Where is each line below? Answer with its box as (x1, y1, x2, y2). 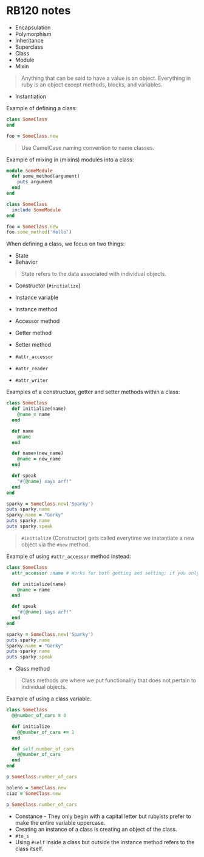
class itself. (15, 845, 44, 852)
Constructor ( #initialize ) (15, 282, 81, 289)
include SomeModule (12, 206, 61, 213)
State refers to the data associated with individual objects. (21, 270, 167, 278)
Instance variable (15, 294, 59, 302)
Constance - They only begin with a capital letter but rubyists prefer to (15, 813, 191, 820)
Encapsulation (15, 24, 51, 31)
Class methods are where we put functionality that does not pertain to (21, 677, 196, 684)
